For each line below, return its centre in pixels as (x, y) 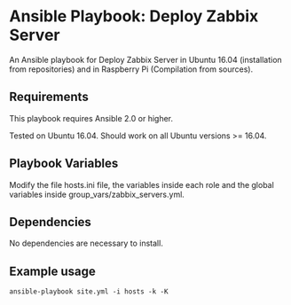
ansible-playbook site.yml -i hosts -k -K (89, 292)
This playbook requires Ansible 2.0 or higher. (91, 118)
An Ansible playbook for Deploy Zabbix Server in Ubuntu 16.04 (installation (145, 59)
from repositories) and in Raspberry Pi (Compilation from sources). (131, 69)
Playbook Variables (64, 164)
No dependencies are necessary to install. (87, 243)
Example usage (52, 271)
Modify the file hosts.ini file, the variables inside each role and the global (142, 184)
